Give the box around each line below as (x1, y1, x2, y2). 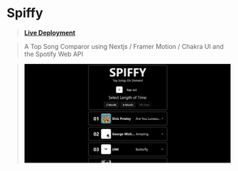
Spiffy (6, 5, 43, 21)
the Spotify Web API (23, 50, 83, 58)
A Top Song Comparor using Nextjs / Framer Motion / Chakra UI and (23, 42, 225, 50)
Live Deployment (23, 28, 76, 37)
